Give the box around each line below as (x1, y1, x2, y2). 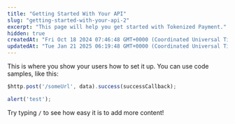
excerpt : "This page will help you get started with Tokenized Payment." (7, 23, 227, 30)
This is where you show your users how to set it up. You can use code (7, 62, 209, 70)
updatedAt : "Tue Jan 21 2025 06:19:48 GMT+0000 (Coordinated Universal (7, 43, 220, 50)
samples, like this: (7, 69, 59, 78)
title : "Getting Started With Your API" (7, 10, 127, 18)
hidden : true (7, 29, 45, 37)
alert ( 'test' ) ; (7, 95, 52, 102)
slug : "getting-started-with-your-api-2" (7, 17, 130, 24)
